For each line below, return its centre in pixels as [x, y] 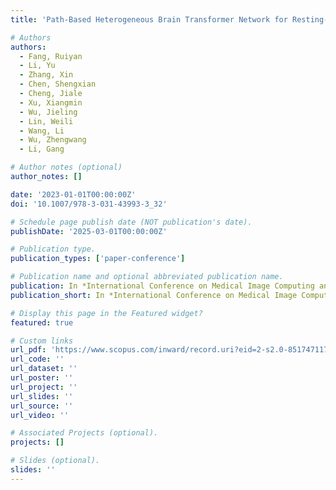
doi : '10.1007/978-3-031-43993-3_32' [89, 204]
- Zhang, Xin [46, 75]
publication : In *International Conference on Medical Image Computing [162, 286]
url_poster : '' [42, 378]
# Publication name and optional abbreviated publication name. [147, 277]
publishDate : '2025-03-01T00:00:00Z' [89, 231]
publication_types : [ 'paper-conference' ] [98, 259]
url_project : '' [44, 387]
